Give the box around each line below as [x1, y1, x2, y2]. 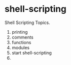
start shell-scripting [11, 50, 52, 56]
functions [11, 39, 32, 45]
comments [11, 34, 34, 40]
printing [11, 29, 28, 35]
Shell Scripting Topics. [4, 20, 50, 25]
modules [11, 44, 30, 50]
